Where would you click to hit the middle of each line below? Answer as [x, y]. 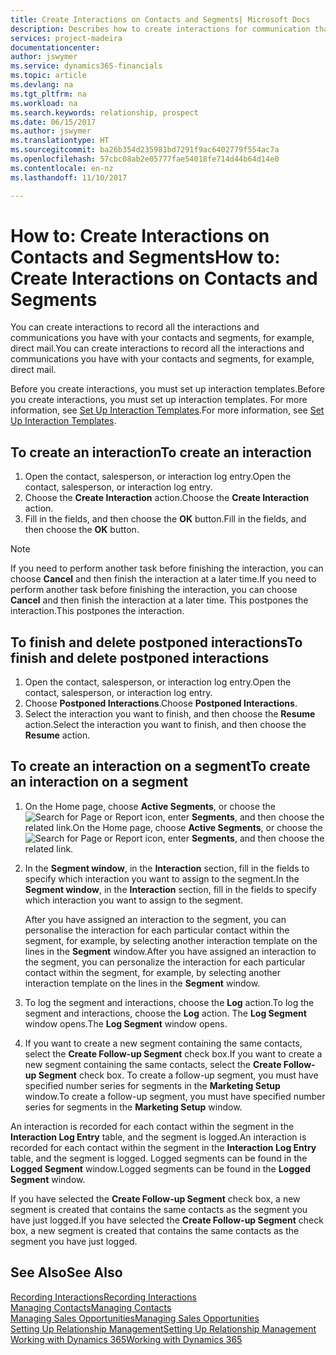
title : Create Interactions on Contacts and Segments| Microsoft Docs [160, 19]
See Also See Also [66, 1272]
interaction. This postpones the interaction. [97, 611]
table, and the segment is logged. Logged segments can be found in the [159, 1158]
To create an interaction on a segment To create [160, 766]
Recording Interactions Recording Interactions [103, 1297]
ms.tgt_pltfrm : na [48, 94]
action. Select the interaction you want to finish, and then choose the [165, 725]
